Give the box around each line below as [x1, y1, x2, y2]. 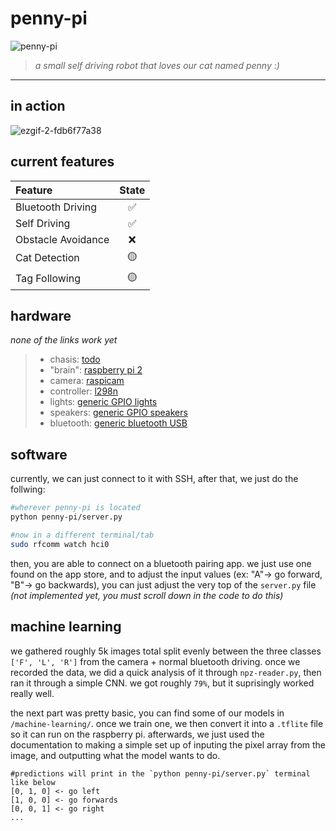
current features [10, 153, 115, 171]
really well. [10, 687, 55, 699]
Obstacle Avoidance [15, 232, 110, 246]
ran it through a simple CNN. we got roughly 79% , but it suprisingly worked [10, 677, 315, 689]
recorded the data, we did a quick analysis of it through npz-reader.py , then [10, 666, 322, 678]
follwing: [10, 483, 46, 496]
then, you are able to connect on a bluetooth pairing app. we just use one [10, 557, 312, 569]
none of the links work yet [10, 334, 118, 346]
